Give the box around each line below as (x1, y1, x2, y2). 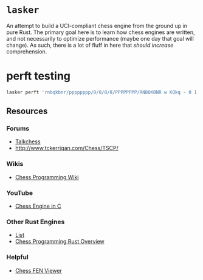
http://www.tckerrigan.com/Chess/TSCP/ (15, 145, 119, 152)
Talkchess (15, 138, 41, 145)
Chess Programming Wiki (15, 173, 79, 180)
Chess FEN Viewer (15, 267, 62, 274)
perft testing (6, 69, 71, 83)
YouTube (6, 188, 33, 197)
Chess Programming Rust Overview (15, 238, 105, 245)
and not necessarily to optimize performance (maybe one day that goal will (6, 35, 194, 42)
